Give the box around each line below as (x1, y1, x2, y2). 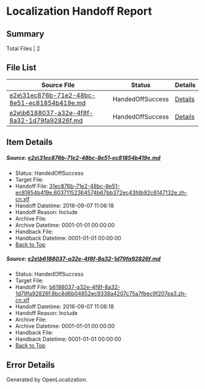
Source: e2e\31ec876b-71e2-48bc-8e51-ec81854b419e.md (6, 154, 160, 161)
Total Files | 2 (6, 45, 40, 52)
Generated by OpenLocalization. (6, 376, 88, 383)
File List (6, 62, 37, 73)
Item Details (6, 137, 53, 147)
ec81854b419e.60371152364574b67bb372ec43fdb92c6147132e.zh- (15, 189, 188, 196)
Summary (6, 29, 45, 39)
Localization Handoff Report (6, 4, 153, 18)
